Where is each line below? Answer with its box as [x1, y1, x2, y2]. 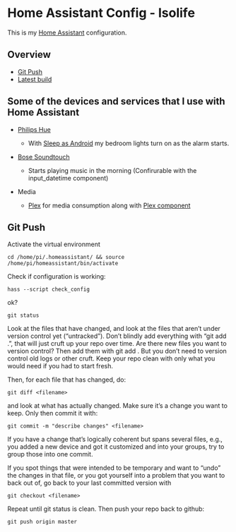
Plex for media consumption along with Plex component [28, 201, 191, 210]
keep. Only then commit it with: [7, 409, 98, 418]
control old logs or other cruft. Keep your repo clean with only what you [7, 354, 216, 363]
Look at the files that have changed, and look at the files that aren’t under [7, 325, 221, 333]
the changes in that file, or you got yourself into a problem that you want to [7, 471, 225, 480]
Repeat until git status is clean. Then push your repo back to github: [7, 504, 205, 513]
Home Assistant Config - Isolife [7, 5, 196, 21]
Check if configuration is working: [7, 272, 106, 281]
